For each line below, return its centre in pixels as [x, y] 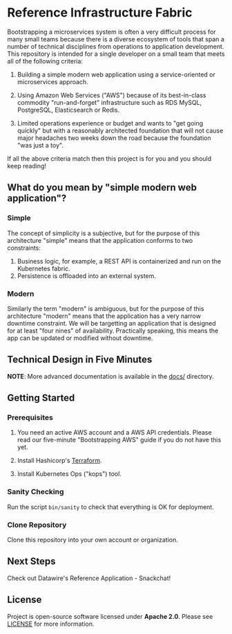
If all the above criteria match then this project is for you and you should [109, 158]
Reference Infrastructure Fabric [100, 13]
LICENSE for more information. [51, 624]
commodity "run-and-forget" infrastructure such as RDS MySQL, [109, 102]
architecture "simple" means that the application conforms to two [100, 240]
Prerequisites [30, 417]
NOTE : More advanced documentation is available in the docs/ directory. [110, 376]
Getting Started [41, 398]
